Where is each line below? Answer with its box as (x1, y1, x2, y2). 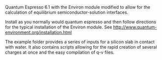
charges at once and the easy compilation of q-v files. (5, 49, 114, 55)
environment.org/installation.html (5, 30, 72, 35)
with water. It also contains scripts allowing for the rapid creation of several (5, 44, 157, 50)
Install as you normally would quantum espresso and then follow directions (5, 19, 156, 25)
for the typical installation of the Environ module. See (5, 24, 112, 30)
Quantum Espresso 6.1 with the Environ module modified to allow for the (5, 4, 151, 10)
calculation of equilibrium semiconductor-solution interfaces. (5, 9, 129, 15)
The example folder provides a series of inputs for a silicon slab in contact (5, 39, 155, 45)
